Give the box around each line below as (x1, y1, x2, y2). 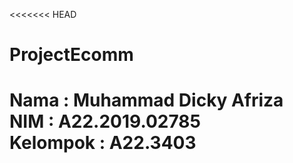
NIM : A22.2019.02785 (9, 110, 201, 133)
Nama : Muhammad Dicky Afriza (9, 89, 284, 112)
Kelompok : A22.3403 (9, 132, 197, 154)
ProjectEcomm (9, 44, 134, 66)
